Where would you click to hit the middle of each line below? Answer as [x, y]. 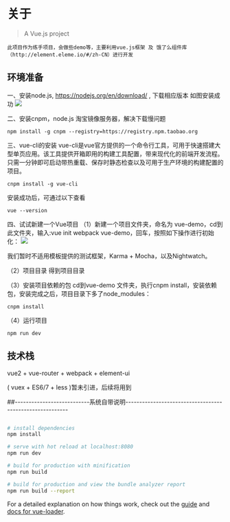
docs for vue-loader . [36, 511]
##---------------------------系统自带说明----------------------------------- [115, 402]
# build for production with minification [69, 466]
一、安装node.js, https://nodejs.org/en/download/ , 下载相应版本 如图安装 [111, 95]
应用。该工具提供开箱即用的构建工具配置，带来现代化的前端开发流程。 [124, 154]
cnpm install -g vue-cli [43, 184]
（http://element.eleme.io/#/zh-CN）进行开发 [70, 55]
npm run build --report [41, 491]
